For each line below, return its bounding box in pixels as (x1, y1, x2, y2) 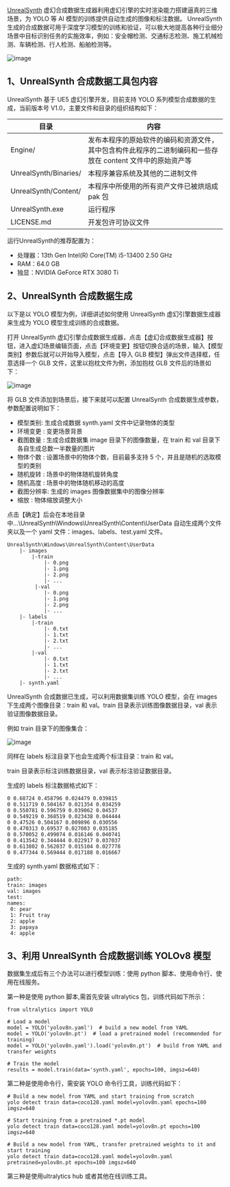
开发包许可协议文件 (88, 217, 151, 227)
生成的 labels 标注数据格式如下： (7, 781, 99, 789)
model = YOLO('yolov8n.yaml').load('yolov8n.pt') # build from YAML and (7, 1043, 222, 1050)
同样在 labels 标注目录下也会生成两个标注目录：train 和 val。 (7, 751, 177, 760)
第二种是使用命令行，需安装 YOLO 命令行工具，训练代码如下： (7, 1079, 183, 1087)
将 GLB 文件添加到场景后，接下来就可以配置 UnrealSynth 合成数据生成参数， (7, 395, 222, 403)
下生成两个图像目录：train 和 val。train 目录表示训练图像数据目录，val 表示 (7, 701, 218, 709)
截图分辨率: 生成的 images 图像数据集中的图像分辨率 (16, 487, 165, 495)
